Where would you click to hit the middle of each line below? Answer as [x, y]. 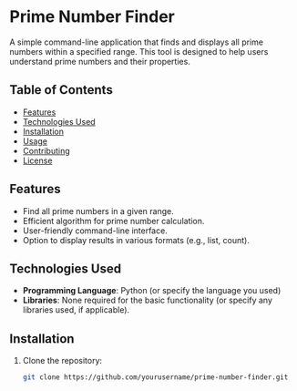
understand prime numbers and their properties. [100, 61]
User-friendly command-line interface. [95, 231]
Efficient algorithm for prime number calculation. [113, 221]
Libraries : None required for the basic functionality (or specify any [148, 300]
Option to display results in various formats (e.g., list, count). [136, 240]
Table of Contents [61, 90]
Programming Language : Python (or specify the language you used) [152, 291]
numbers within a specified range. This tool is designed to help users [139, 51]
